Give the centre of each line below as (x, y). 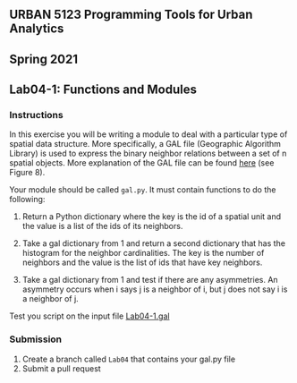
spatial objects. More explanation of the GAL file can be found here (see (142, 163)
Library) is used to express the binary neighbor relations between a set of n (148, 153)
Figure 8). (27, 173)
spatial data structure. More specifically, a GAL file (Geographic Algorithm (145, 144)
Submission (36, 339)
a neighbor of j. (50, 299)
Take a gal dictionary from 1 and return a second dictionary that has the (154, 243)
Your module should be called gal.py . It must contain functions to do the (143, 190)
